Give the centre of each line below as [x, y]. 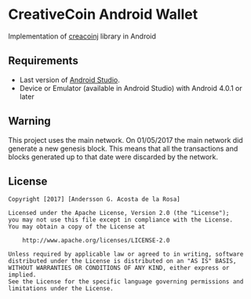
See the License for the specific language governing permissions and [126, 282]
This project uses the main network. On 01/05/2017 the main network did [125, 140]
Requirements [43, 61]
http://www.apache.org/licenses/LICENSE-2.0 [96, 241]
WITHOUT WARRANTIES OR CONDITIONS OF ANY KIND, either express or [119, 268]
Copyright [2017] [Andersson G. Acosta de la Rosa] [94, 199]
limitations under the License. [61, 289]
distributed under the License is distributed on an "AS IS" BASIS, [122, 261]
